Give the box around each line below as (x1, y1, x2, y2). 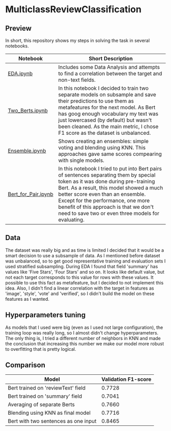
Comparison (5, 361, 46, 370)
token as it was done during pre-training (58, 178, 155, 185)
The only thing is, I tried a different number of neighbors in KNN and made (5, 335, 161, 341)
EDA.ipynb (8, 70, 33, 77)
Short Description (89, 55, 133, 62)
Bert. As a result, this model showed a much (58, 184, 163, 191)
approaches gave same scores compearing (58, 151, 162, 157)
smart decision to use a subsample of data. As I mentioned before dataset (5, 252, 160, 258)
